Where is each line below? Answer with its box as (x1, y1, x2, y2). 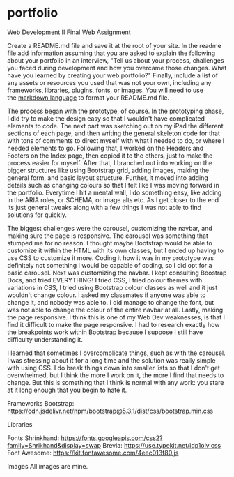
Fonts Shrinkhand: (7, 434, 60, 442)
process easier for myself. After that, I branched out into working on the (7, 158, 213, 167)
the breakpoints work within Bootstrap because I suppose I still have (7, 328, 203, 336)
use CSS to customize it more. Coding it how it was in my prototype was (7, 253, 214, 262)
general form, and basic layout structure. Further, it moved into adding (7, 173, 209, 182)
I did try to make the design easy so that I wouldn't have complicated (7, 114, 205, 123)
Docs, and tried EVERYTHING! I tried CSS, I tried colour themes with (7, 275, 203, 284)
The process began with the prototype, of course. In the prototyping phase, (7, 107, 224, 115)
